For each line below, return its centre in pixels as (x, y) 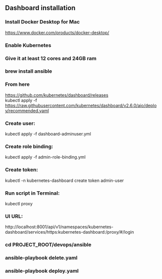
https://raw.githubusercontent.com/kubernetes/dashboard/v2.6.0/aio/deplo (81, 105)
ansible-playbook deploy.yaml (42, 271)
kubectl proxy (19, 203)
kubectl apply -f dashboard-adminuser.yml (48, 134)
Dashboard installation (40, 8)
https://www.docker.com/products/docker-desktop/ (57, 32)
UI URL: (14, 216)
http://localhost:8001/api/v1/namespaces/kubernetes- (59, 227)
